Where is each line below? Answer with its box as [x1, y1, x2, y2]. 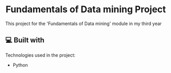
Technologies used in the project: [5, 52, 76, 58]
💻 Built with [5, 36, 45, 44]
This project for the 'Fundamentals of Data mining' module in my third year [5, 20, 162, 27]
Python [12, 62, 28, 68]
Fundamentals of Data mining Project [5, 4, 166, 15]
